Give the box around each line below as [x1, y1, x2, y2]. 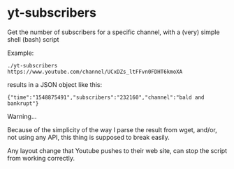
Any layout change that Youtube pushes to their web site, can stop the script [7, 146, 228, 154]
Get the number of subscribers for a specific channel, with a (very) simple [7, 28, 220, 36]
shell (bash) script [7, 35, 59, 43]
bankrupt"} [7, 99, 39, 107]
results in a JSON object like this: [7, 80, 103, 88]
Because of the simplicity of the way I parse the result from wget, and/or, [7, 125, 218, 134]
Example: [7, 49, 34, 57]
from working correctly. [7, 154, 75, 162]
